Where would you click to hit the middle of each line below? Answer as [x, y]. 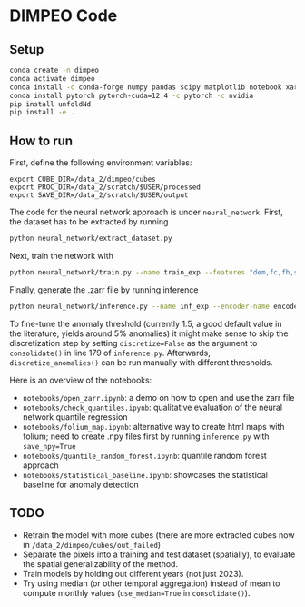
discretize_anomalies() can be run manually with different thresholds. [141, 362]
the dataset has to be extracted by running [89, 222]
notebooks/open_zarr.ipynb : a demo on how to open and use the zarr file [158, 397]
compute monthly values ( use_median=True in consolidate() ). [136, 592]
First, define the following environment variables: [101, 163]
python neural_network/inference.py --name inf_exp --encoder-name [140, 306]
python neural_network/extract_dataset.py [91, 239]
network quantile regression [75, 417]
